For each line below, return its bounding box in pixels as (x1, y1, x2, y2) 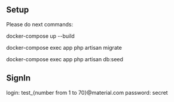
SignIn (6, 73, 31, 83)
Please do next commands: (6, 20, 74, 28)
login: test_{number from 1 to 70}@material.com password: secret (6, 89, 169, 96)
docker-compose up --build (6, 32, 75, 40)
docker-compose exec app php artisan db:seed (6, 55, 124, 62)
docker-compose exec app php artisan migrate (6, 44, 123, 51)
